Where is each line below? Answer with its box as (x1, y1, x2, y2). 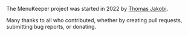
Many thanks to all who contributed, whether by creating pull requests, (6, 17, 183, 23)
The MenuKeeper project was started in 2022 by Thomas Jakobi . (6, 5, 168, 12)
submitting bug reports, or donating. (6, 23, 97, 30)
